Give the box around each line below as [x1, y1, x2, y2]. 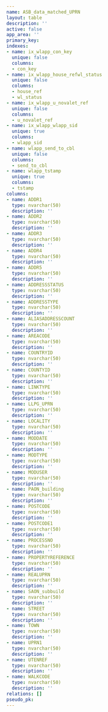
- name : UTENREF [6, 656, 48, 663]
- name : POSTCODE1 [6, 520, 53, 526]
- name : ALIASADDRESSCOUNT [6, 316, 75, 322]
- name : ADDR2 [6, 213, 43, 220]
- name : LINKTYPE [6, 384, 51, 390]
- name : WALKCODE [6, 673, 51, 680]
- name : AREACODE [6, 332, 51, 339]
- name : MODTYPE [6, 452, 48, 458]
